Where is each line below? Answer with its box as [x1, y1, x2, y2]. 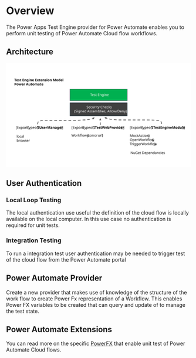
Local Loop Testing [6, 196, 62, 204]
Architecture [6, 47, 54, 57]
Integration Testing [6, 236, 62, 245]
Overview [6, 4, 55, 18]
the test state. [6, 307, 40, 314]
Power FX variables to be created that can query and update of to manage [6, 301, 186, 308]
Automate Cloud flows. [6, 346, 62, 353]
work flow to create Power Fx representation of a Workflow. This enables [6, 295, 183, 302]
